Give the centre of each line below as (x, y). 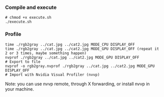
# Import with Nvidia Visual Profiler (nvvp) (52, 75)
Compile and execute (31, 7)
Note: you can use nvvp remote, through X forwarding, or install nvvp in (77, 84)
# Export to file (23, 62)
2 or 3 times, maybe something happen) (46, 53)
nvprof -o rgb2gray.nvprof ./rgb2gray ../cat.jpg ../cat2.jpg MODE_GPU (80, 66)
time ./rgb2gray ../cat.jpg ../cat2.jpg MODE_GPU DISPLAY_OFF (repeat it (82, 49)
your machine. (20, 89)
